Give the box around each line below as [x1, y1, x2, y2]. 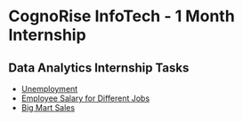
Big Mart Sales [20, 103, 76, 112]
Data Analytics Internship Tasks [8, 60, 190, 75]
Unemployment [20, 84, 78, 94]
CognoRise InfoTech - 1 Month [8, 6, 235, 27]
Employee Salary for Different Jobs [20, 93, 150, 103]
